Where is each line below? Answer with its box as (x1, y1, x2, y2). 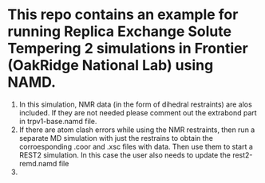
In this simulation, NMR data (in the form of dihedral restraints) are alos (18, 99, 252, 109)
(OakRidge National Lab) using (7, 56, 214, 75)
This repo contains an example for (7, 6, 239, 24)
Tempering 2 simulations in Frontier (7, 40, 248, 57)
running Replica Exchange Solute (7, 22, 232, 41)
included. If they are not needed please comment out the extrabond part (18, 107, 257, 117)
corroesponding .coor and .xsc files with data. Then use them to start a (18, 142, 253, 151)
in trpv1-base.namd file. (18, 116, 97, 126)
